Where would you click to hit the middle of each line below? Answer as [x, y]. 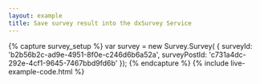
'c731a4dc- [227, 54]
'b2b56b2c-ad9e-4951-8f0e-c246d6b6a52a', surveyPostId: [108, 54]
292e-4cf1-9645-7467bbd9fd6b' [63, 63]
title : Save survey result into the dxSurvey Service [100, 23]
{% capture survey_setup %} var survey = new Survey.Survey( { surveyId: [130, 46]
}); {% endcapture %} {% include [174, 63]
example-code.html [41, 71]
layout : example [35, 16]
